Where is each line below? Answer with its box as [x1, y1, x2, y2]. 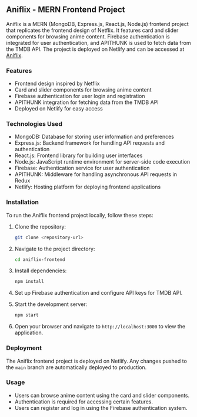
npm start [14, 312, 39, 318]
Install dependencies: [14, 267, 67, 274]
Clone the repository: [14, 223, 66, 230]
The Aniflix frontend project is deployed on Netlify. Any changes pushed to [6, 357, 187, 364]
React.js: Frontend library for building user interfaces [14, 152, 143, 159]
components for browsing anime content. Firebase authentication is [6, 32, 170, 40]
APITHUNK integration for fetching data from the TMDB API [14, 99, 159, 106]
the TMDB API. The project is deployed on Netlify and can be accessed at [6, 45, 185, 53]
